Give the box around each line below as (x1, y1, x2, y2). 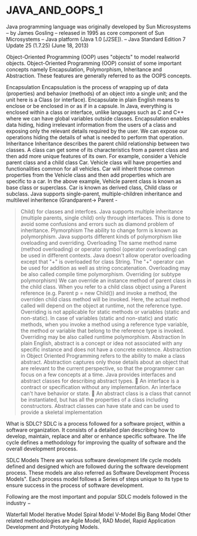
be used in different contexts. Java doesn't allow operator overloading (20, 251, 191, 259)
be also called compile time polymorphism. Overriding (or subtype (20, 270, 181, 277)
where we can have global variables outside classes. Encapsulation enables (6, 115, 190, 122)
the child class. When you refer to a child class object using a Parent (20, 283, 186, 290)
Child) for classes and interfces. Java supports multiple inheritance (20, 208, 183, 215)
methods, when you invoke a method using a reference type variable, (20, 321, 189, 328)
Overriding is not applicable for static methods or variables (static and (20, 308, 190, 315)
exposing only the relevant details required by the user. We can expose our (6, 128, 188, 135)
